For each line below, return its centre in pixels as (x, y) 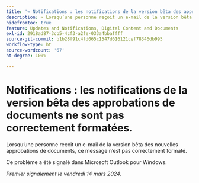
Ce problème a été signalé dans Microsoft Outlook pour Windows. (86, 162)
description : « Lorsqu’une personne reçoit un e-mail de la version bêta (99, 17)
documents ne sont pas (65, 115)
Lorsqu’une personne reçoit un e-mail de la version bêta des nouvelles (92, 144)
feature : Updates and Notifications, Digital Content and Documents (92, 28)
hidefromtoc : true (29, 23)
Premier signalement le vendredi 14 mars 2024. (64, 174)
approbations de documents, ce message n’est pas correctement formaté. (97, 150)
